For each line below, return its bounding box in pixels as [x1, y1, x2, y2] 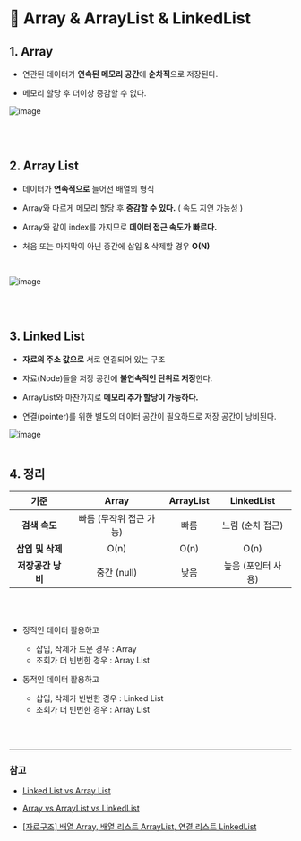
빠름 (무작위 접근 [78, 513, 145, 525]
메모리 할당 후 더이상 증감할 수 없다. [21, 88, 147, 98]
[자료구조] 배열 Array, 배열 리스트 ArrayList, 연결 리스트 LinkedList [21, 820, 257, 832]
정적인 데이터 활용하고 [21, 625, 100, 636]
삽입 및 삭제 [16, 542, 63, 555]
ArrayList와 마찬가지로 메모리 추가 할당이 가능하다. [21, 392, 199, 403]
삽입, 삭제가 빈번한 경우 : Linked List [35, 693, 164, 704]
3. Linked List [9, 329, 85, 344]
